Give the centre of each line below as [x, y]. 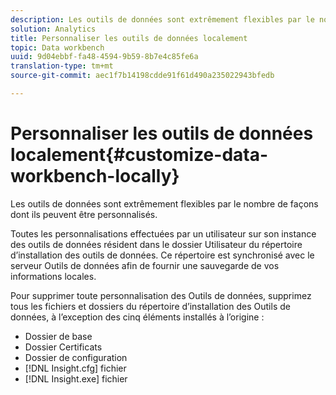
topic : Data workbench [57, 47]
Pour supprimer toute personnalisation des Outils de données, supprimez [161, 295]
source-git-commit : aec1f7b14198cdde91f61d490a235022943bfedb [142, 76]
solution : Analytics [53, 29]
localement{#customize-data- [139, 155]
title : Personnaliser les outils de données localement [129, 38]
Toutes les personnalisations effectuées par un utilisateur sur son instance [163, 233]
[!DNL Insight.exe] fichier [76, 378]
